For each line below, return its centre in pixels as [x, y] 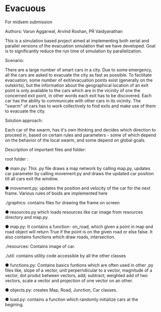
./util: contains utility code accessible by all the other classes [66, 256]
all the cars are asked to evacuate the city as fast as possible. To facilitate [79, 75]
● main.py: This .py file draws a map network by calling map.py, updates [78, 168]
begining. [15, 304]
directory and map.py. [27, 217]
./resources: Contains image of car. [40, 246]
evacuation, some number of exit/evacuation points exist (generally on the [79, 80]
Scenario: [15, 60]
